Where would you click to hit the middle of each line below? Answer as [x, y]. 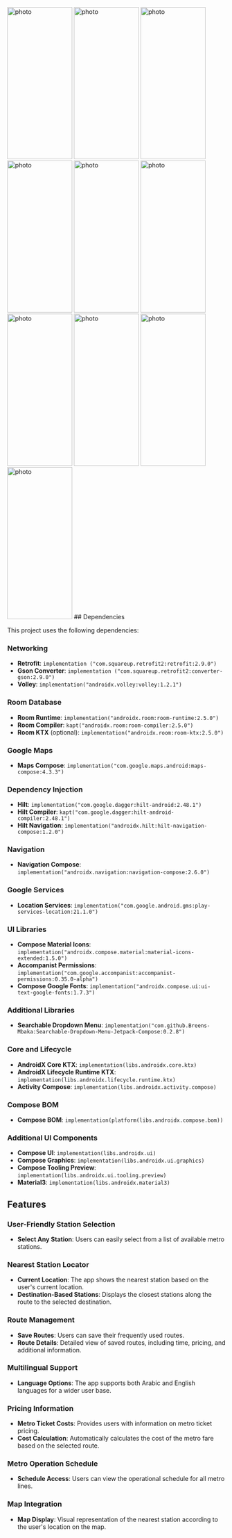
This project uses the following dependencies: [73, 630]
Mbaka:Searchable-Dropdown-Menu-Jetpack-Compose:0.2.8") [101, 1032]
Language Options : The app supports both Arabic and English [106, 1383]
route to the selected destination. [64, 1302]
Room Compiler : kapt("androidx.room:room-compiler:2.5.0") [105, 725]
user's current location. [51, 1287]
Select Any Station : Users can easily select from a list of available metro [121, 1239]
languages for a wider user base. [64, 1390]
